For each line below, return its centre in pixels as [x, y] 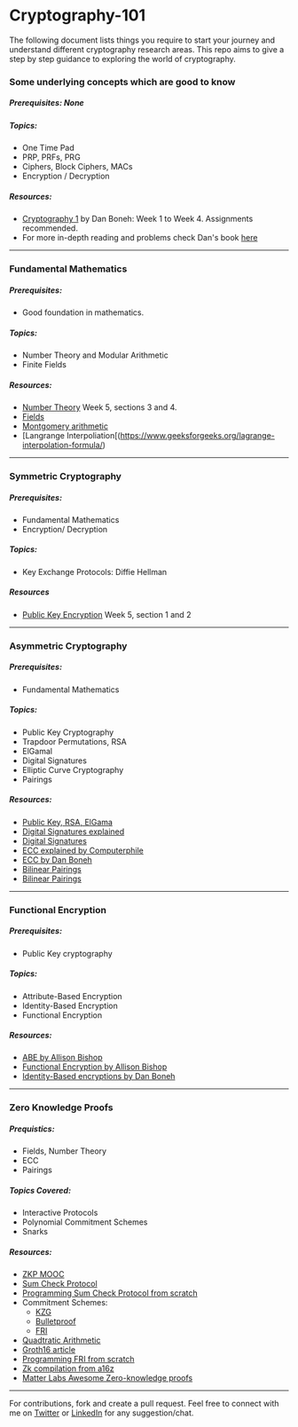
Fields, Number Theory [64, 1151]
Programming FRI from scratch [78, 1360]
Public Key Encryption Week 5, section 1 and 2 [106, 614]
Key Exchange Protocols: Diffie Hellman [94, 572]
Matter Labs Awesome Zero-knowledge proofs [107, 1378]
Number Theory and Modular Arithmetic [95, 355]
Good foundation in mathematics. [83, 312]
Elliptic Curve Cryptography [73, 769]
